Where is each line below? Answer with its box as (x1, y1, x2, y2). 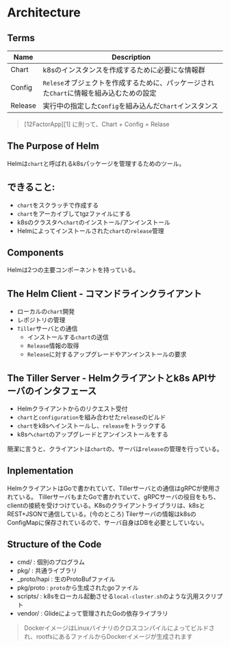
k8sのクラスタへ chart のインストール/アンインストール (16, 218, 170, 226)
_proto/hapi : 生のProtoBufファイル (16, 574, 116, 583)
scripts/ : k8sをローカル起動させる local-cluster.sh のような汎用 (16, 591, 199, 600)
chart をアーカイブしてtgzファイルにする (16, 209, 131, 217)
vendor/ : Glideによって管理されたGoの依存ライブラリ (16, 609, 169, 618)
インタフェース (34, 385, 97, 397)
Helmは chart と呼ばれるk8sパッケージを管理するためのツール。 (7, 159, 186, 167)
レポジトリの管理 (16, 316, 66, 324)
